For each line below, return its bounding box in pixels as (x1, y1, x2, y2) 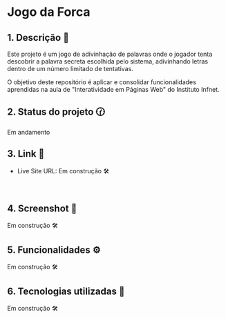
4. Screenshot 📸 (7, 203, 77, 215)
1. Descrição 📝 (7, 32, 69, 43)
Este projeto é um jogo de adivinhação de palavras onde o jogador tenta (7, 50, 213, 58)
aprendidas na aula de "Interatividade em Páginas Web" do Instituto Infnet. (7, 86, 220, 93)
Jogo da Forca (7, 4, 91, 20)
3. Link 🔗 (7, 148, 45, 159)
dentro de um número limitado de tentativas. (7, 65, 133, 72)
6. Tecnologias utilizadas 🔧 (7, 285, 126, 297)
